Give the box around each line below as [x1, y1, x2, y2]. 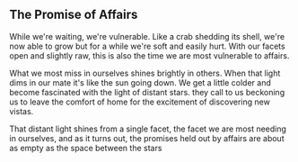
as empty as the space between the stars [9, 142, 162, 153]
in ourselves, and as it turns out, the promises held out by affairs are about [9, 132, 285, 143]
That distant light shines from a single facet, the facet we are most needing [9, 123, 287, 134]
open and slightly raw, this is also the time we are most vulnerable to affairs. [9, 49, 290, 61]
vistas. [9, 105, 34, 116]
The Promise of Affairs [9, 7, 138, 22]
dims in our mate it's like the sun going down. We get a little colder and [9, 76, 271, 88]
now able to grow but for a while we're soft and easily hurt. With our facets [9, 40, 285, 51]
